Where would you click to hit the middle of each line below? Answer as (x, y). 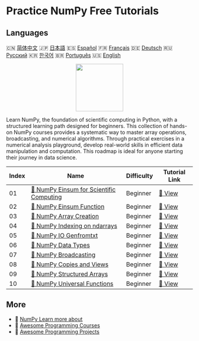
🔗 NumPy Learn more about (49, 319)
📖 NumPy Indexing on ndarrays (74, 226)
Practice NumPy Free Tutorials (82, 11)
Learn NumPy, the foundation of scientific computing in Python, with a (92, 119)
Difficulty (140, 176)
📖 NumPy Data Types (60, 245)
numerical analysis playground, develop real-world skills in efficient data (94, 145)
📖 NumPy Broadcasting (63, 255)
